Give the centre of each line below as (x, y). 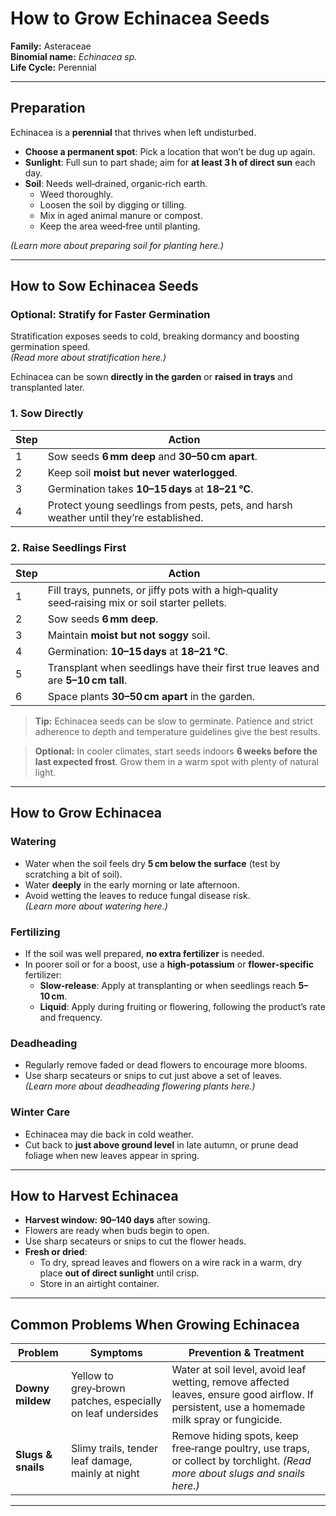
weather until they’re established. (125, 517)
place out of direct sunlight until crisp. (119, 1273)
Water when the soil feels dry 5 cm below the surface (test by (152, 863)
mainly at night (105, 1474)
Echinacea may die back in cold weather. (109, 1134)
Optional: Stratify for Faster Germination (110, 315)
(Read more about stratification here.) (88, 358)
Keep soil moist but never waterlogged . (142, 472)
